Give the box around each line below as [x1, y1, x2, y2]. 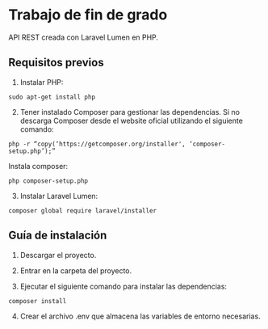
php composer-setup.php [8, 176, 89, 185]
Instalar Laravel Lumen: [19, 191, 98, 200]
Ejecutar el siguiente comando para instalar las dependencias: [19, 281, 228, 291]
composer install [8, 297, 67, 305]
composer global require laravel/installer [8, 206, 157, 215]
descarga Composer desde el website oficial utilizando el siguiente [19, 116, 244, 125]
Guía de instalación [8, 229, 107, 243]
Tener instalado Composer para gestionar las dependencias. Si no [19, 107, 241, 116]
